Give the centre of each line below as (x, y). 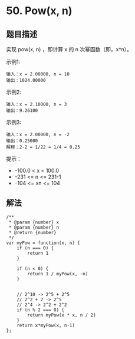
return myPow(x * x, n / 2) (62, 315)
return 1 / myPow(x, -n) (58, 274)
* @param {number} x (34, 222)
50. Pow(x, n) (39, 11)
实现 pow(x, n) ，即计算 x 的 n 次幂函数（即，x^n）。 (69, 49)
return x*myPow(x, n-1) (46, 325)
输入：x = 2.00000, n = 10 (38, 74)
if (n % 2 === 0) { (41, 310)
